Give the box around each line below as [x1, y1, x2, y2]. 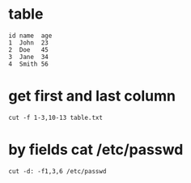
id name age [8, 32, 53, 40]
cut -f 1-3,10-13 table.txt [8, 113, 104, 121]
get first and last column [8, 87, 176, 105]
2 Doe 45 [8, 45, 49, 53]
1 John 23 [8, 38, 49, 47]
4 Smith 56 [8, 60, 49, 68]
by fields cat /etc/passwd [8, 141, 184, 159]
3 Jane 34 [8, 53, 49, 61]
